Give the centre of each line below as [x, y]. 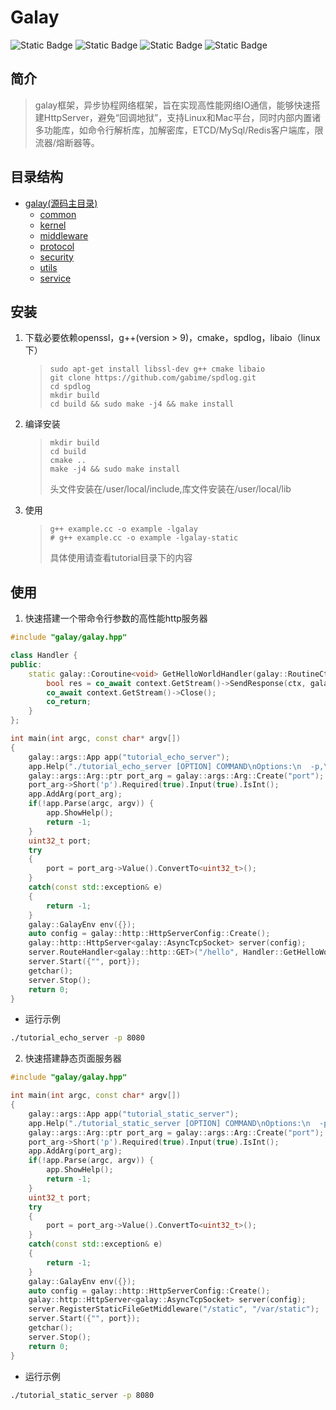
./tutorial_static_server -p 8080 [82, 1395]
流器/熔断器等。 [67, 142]
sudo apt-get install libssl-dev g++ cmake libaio [157, 369]
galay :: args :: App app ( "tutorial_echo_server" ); [129, 757]
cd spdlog [70, 387]
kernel [53, 225]
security [56, 257]
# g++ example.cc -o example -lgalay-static [144, 538]
